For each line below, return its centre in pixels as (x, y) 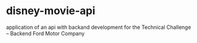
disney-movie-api (51, 11)
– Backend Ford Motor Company (45, 33)
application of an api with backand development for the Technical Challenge (99, 27)
